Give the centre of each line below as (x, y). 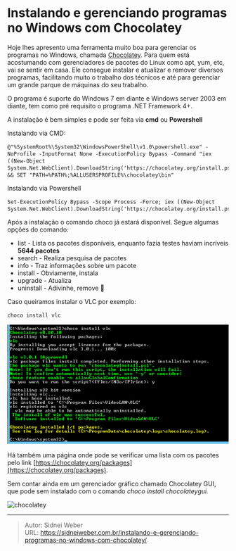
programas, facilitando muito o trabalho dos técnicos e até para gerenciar (114, 77)
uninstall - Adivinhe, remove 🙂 (61, 288)
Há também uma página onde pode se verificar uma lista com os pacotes (113, 455)
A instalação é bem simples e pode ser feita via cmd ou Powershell (105, 119)
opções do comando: (38, 229)
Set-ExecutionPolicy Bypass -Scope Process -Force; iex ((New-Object (111, 202)
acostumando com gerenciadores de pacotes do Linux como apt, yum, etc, (116, 62)
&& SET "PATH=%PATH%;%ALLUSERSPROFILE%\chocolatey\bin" (91, 175)
